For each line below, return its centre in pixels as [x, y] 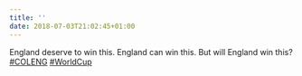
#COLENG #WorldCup [51, 62]
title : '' [28, 18]
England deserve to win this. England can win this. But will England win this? [151, 52]
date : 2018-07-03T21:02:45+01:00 [72, 26]
